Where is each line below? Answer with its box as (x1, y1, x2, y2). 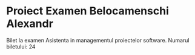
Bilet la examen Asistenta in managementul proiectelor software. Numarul (6, 36, 190, 44)
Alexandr (6, 17, 53, 30)
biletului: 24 (6, 43, 36, 50)
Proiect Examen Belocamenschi (6, 4, 170, 18)
